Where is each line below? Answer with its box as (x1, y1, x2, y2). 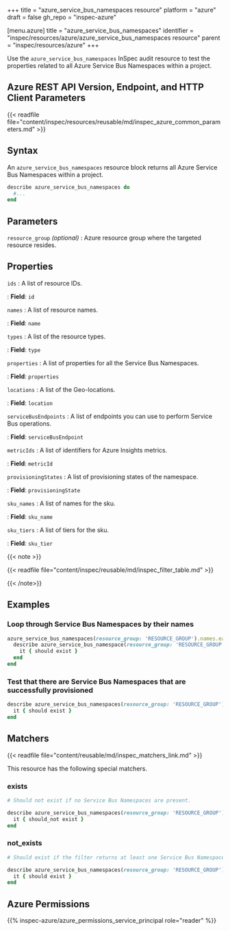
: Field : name (7, 319, 41, 327)
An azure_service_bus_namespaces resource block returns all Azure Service (7, 163, 218, 171)
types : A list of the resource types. (7, 332, 106, 341)
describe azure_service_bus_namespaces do (7, 183, 130, 191)
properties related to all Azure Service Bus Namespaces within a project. (7, 62, 212, 69)
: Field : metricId (7, 459, 53, 468)
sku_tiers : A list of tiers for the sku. (7, 525, 110, 534)
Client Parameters (7, 92, 86, 104)
